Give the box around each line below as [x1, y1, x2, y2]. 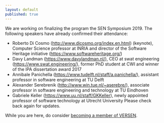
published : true [5, 12, 38, 17]
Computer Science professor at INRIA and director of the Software [12, 45, 147, 51]
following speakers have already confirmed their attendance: [5, 31, 129, 36]
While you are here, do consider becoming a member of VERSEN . [5, 112, 137, 118]
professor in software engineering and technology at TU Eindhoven [12, 87, 149, 93]
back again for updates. [12, 103, 60, 109]
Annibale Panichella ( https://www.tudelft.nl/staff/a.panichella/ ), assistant [12, 71, 159, 77]
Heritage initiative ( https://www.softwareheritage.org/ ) [12, 50, 123, 57]
